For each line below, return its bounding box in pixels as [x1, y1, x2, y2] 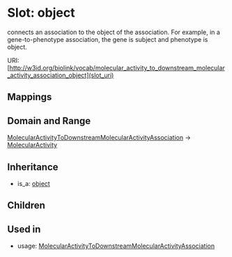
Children [7, 200, 45, 212]
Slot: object [7, 5, 75, 21]
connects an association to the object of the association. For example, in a [7, 28, 221, 36]
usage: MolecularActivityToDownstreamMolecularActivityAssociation [17, 242, 215, 250]
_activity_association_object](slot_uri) [7, 71, 114, 79]
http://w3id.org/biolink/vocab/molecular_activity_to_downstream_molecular [9, 63, 225, 72]
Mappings [7, 91, 52, 103]
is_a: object [17, 179, 50, 187]
